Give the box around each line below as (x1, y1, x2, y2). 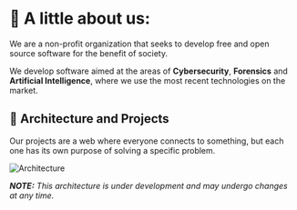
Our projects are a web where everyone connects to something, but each (9, 135, 284, 146)
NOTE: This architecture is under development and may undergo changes (9, 180, 289, 191)
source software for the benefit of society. (9, 47, 169, 58)
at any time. (9, 190, 55, 201)
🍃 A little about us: (9, 8, 150, 29)
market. (9, 85, 38, 95)
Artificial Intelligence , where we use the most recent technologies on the (9, 75, 286, 85)
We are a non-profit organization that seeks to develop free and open (9, 38, 270, 49)
